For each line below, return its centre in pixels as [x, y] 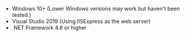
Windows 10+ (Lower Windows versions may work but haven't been [96, 9]
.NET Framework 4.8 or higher [49, 27]
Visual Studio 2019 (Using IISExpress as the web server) [81, 21]
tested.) [22, 15]
